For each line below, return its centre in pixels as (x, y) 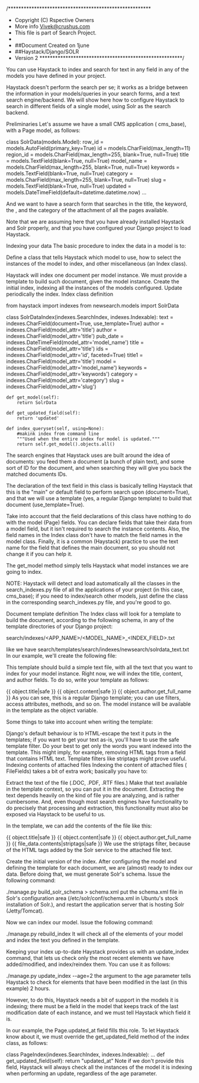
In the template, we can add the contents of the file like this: (79, 826)
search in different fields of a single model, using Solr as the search (88, 106)
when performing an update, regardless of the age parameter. (82, 1073)
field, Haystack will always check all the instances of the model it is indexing (99, 1067)
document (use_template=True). (45, 505)
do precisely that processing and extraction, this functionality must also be (97, 808)
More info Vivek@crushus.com (52, 26)
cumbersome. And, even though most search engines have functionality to (97, 802)
